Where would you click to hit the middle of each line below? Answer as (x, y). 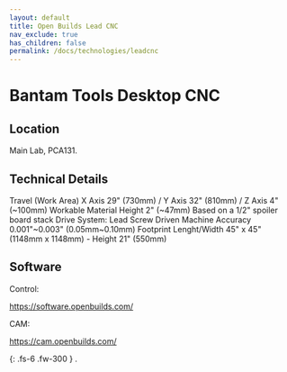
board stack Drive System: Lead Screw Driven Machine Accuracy (130, 219)
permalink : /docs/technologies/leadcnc (84, 51)
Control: (24, 288)
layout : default (40, 18)
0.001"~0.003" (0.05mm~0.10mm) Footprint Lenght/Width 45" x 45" (135, 229)
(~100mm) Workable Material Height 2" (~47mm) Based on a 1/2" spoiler (144, 210)
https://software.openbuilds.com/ (72, 306)
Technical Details (59, 179)
